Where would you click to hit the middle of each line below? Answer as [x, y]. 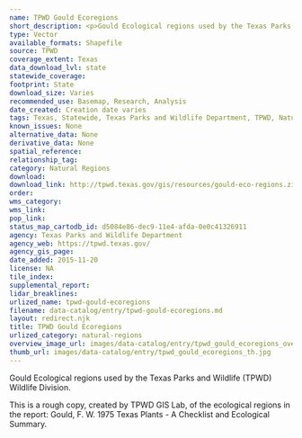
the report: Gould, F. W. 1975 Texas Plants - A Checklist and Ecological [139, 414]
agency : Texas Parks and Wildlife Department [96, 235]
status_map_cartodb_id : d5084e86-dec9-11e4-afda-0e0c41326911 [128, 227]
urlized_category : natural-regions [76, 335]
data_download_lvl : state [58, 68]
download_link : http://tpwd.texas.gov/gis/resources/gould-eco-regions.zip [154, 185]
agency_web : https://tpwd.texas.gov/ [80, 244]
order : [22, 193]
